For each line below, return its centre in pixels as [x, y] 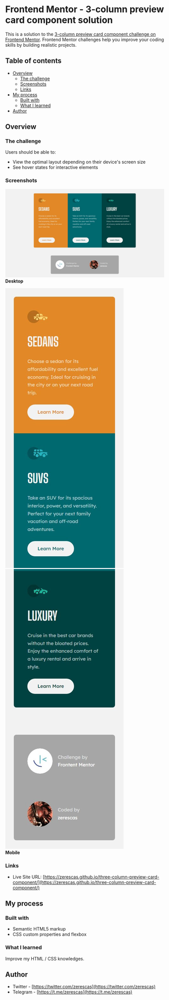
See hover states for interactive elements [55, 167]
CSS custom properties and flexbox [49, 935]
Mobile [13, 852]
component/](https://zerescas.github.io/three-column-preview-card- [84, 882]
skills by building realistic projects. [41, 45]
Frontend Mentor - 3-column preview [85, 9]
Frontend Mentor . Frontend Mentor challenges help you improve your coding [85, 40]
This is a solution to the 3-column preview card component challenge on [81, 34]
